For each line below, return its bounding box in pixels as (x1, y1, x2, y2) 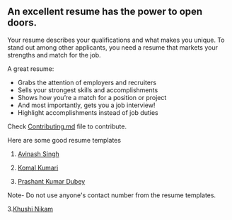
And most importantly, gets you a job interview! (17, 101, 156, 109)
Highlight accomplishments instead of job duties (17, 108, 158, 116)
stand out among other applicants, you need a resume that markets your (7, 43, 218, 52)
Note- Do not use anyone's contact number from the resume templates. (7, 191, 216, 199)
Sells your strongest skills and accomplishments (17, 85, 158, 94)
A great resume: (7, 64, 54, 73)
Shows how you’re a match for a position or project (17, 93, 167, 101)
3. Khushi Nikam (7, 204, 54, 213)
